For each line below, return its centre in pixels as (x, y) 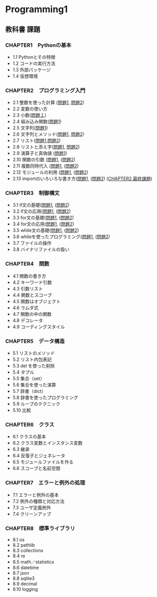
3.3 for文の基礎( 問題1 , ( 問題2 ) (43, 218)
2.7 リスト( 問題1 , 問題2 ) (36, 141)
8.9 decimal (25, 584)
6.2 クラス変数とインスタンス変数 (47, 443)
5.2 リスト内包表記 (32, 359)
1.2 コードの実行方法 (34, 63)
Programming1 (36, 9)
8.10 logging (25, 589)
